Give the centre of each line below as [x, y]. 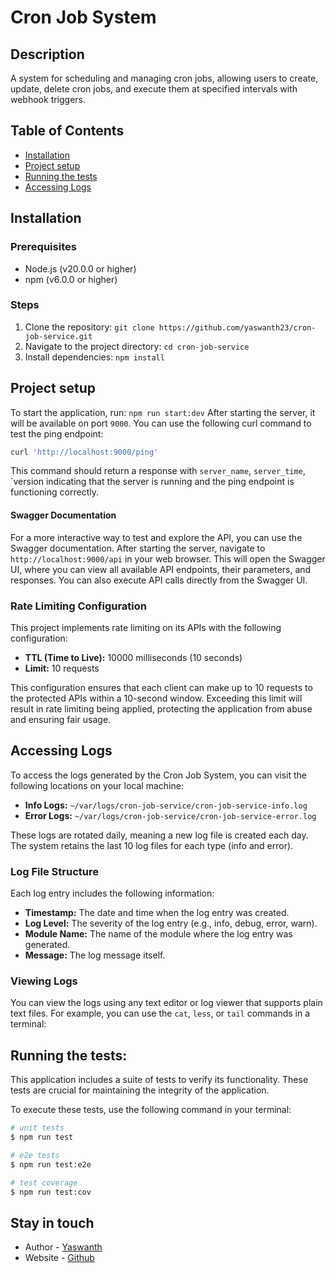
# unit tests [37, 1128]
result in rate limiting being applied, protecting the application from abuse [161, 708]
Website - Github [59, 1258]
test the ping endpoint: [57, 433]
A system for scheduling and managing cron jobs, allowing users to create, [164, 78]
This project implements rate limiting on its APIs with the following [146, 627]
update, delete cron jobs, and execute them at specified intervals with [154, 89]
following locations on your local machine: [97, 785]
